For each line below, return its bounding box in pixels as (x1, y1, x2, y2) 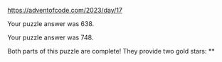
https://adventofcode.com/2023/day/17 (7, 6, 123, 14)
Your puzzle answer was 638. (7, 20, 95, 27)
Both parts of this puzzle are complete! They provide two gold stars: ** (7, 47, 215, 55)
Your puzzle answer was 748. (7, 33, 94, 42)
